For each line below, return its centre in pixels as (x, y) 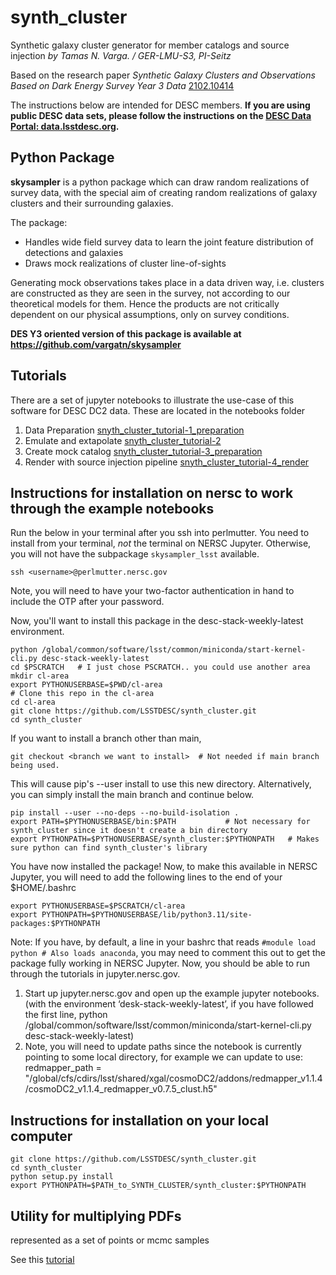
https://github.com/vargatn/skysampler (96, 344)
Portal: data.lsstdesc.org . (65, 126)
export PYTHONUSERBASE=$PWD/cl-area (86, 685)
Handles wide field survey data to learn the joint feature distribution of (169, 242)
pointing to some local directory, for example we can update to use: (163, 1057)
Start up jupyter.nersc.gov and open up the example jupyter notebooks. (172, 993)
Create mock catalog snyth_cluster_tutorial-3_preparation (143, 451)
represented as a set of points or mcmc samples (110, 1240)
